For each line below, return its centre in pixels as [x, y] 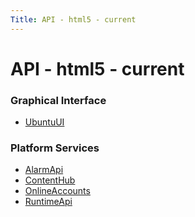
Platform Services [55, 148]
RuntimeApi [48, 202]
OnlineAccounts [57, 191]
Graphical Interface [58, 100]
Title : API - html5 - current [73, 19]
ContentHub [50, 180]
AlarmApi [44, 170]
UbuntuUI [44, 122]
